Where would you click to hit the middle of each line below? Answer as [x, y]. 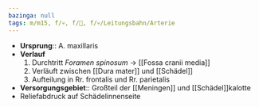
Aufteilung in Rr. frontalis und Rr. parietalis [100, 79]
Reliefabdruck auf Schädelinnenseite [80, 96]
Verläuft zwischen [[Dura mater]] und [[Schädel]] [112, 71]
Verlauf [32, 54]
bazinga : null [32, 15]
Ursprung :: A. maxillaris [59, 45]
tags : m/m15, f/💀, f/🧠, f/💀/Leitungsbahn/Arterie [92, 23]
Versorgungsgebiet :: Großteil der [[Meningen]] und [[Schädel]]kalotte [135, 87]
